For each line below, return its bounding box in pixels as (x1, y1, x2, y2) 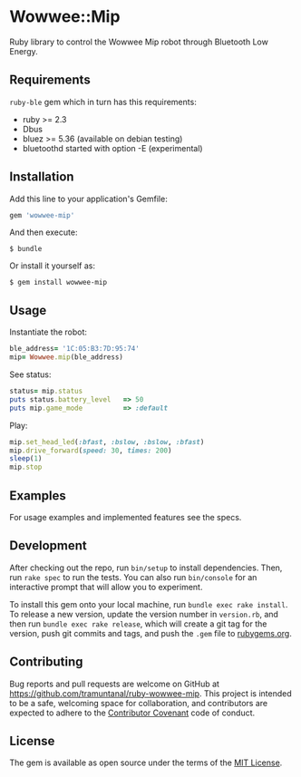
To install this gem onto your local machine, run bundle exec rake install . (9, 598, 288, 609)
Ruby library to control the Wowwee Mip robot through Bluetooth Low (9, 36, 269, 47)
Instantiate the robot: (9, 326, 88, 337)
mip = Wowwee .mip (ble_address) (9, 353, 124, 362)
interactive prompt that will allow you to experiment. (9, 581, 203, 592)
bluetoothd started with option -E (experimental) (22, 142, 203, 153)
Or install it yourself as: (9, 260, 95, 271)
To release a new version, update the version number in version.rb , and (9, 608, 279, 619)
